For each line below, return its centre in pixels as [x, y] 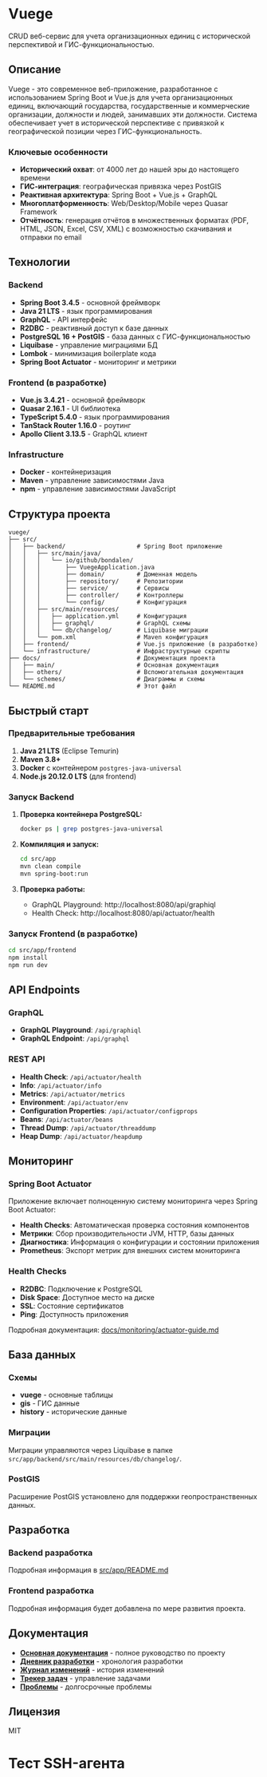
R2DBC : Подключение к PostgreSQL [81, 1289]
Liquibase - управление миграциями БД [88, 345]
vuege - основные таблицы [67, 1395]
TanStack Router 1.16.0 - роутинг [75, 426]
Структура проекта [59, 514]
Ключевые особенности [58, 152]
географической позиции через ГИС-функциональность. [105, 131]
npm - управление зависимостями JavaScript [98, 489]
